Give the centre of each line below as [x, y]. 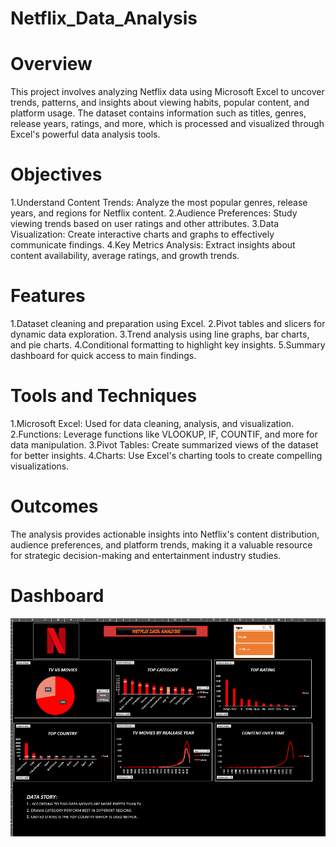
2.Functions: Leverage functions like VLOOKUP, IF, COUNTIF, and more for [164, 434]
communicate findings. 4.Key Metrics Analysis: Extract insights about [153, 245]
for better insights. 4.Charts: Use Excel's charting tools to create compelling [166, 455]
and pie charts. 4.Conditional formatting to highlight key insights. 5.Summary [168, 345]
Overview [51, 64]
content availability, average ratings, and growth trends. [125, 256]
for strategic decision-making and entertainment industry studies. [146, 555]
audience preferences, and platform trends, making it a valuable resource [161, 544]
